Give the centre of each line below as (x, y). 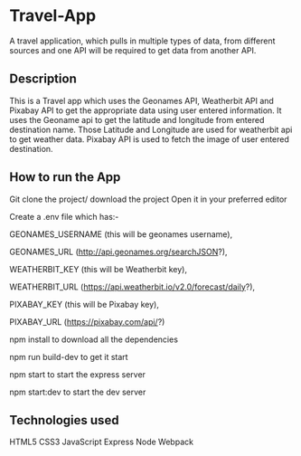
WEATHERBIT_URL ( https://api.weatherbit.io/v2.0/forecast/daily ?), (132, 287)
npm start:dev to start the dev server (78, 392)
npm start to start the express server (78, 374)
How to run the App (65, 177)
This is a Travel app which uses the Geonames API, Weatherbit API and (141, 100)
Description (43, 79)
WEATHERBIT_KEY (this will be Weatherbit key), (99, 269)
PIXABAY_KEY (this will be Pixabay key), (85, 304)
